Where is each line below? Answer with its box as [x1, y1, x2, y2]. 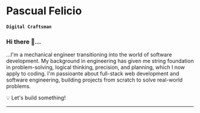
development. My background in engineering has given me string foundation [6, 58, 194, 65]
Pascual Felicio [6, 4, 82, 18]
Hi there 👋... [6, 37, 42, 46]
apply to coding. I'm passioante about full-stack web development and [6, 70, 180, 77]
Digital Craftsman [6, 24, 52, 30]
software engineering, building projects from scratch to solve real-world [6, 76, 183, 84]
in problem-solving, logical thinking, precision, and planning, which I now [6, 64, 185, 71]
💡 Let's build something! [6, 94, 66, 102]
